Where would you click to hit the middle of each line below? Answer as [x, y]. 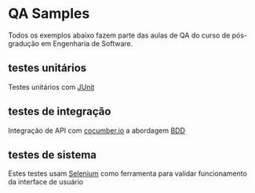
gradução [24, 43]
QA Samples [49, 14]
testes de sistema [52, 154]
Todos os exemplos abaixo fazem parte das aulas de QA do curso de [119, 35]
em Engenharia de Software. [87, 43]
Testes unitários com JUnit [51, 87]
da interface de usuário [46, 182]
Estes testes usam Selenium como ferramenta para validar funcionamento [127, 173]
